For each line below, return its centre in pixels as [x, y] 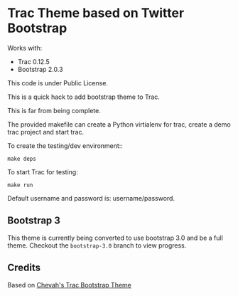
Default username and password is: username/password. [91, 198]
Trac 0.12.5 [33, 61]
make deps [22, 159]
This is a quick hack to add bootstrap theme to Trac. [83, 97]
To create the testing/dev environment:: [65, 146]
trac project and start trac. [46, 132]
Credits [24, 268]
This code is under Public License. [58, 83]
